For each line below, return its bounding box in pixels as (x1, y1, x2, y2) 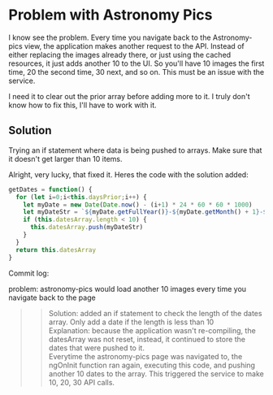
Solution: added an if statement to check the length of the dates (48, 308, 262, 318)
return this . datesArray (15, 245, 96, 254)
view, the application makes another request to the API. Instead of (24, 41, 245, 50)
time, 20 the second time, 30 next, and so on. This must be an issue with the (8, 67, 265, 76)
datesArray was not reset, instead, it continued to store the (48, 334, 246, 344)
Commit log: (8, 268, 50, 278)
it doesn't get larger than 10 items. (8, 154, 123, 163)
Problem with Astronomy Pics (8, 6, 213, 24)
